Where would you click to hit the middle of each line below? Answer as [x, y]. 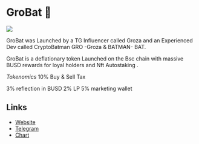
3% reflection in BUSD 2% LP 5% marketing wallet [69, 88]
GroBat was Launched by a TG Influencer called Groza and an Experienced [100, 40]
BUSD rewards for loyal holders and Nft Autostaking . [73, 65]
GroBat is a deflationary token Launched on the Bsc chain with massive [95, 58]
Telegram [27, 128]
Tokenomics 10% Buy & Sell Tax [46, 77]
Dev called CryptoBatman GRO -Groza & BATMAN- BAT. [76, 47]
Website [25, 122]
